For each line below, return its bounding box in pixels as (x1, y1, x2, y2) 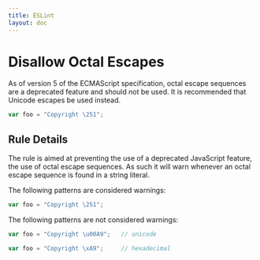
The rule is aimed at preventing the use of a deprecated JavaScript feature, (8, 154, 252, 163)
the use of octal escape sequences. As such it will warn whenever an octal (8, 162, 251, 172)
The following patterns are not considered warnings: (8, 215, 179, 225)
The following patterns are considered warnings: (8, 186, 166, 195)
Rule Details (8, 132, 69, 146)
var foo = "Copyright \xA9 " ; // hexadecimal (8, 244, 171, 252)
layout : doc (8, 19, 47, 27)
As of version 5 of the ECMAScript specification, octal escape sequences (8, 79, 247, 88)
